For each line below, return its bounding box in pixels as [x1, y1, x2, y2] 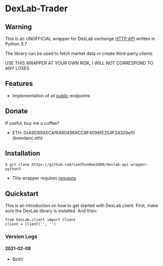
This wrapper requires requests [12, 175, 76, 181]
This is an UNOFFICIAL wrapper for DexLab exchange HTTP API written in [5, 36, 155, 41]
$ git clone [5, 162, 30, 167]
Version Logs [5, 233, 38, 240]
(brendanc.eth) [12, 135, 43, 141]
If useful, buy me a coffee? [5, 120, 60, 126]
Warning [5, 23, 32, 31]
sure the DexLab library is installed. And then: [5, 208, 98, 214]
